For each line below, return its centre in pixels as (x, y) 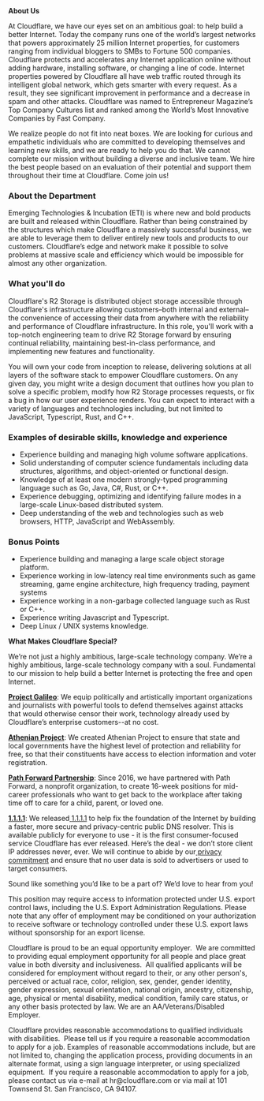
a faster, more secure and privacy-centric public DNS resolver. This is (121, 827)
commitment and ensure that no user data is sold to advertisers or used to (128, 860)
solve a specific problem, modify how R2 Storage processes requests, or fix (131, 391)
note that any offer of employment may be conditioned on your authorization (132, 916)
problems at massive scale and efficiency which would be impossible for (126, 255)
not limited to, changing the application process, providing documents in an (131, 1055)
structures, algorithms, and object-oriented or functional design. (124, 471)
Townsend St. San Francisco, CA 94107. (73, 1089)
